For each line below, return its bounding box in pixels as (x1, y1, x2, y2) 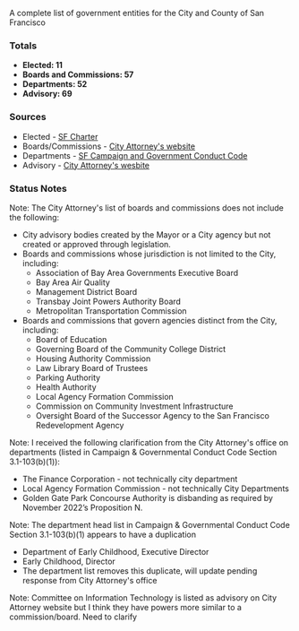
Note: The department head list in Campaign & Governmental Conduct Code (9, 519, 291, 530)
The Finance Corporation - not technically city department (21, 473, 238, 484)
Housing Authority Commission (35, 353, 151, 364)
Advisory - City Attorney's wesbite (21, 160, 150, 170)
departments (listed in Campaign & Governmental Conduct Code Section (9, 446, 278, 457)
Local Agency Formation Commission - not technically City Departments (21, 483, 289, 494)
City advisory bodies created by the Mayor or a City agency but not (21, 229, 271, 240)
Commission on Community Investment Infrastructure (35, 401, 234, 411)
